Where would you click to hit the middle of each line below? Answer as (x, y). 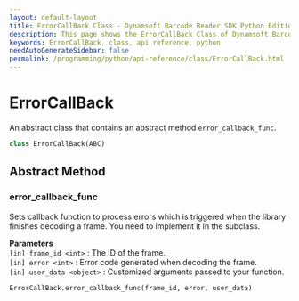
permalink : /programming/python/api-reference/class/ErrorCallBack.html (147, 59)
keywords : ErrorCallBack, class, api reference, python (115, 42)
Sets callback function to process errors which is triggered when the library (148, 216)
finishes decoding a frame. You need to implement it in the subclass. (135, 226)
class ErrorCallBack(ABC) (57, 143)
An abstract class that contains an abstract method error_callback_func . (143, 127)
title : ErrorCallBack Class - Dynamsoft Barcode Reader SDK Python (137, 26)
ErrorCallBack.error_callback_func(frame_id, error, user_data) (131, 288)
